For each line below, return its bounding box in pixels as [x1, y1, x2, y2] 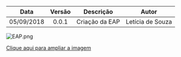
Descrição [83, 8, 113, 15]
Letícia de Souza [125, 18, 172, 26]
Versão [50, 8, 71, 15]
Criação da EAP [76, 18, 120, 26]
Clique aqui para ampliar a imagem [6, 45, 91, 51]
